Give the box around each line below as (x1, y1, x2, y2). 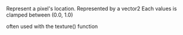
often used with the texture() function (6, 23, 98, 30)
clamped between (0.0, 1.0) (6, 11, 73, 18)
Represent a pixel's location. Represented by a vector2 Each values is (6, 5, 177, 12)
